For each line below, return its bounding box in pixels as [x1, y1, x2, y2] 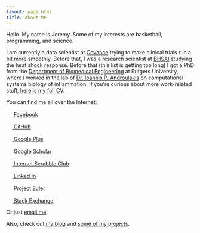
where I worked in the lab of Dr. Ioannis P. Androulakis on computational [6, 74, 184, 81]
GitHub [13, 123, 31, 130]
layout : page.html [6, 8, 52, 15]
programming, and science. [6, 37, 74, 44]
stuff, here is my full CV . [6, 87, 65, 94]
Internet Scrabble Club [13, 160, 70, 167]
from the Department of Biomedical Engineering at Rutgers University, [6, 68, 179, 75]
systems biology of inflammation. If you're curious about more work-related [6, 80, 192, 87]
